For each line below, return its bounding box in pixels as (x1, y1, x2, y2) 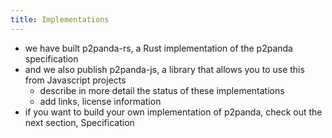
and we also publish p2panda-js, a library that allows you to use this (24, 63, 305, 75)
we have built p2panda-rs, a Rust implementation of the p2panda (24, 42, 293, 54)
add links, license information (39, 95, 162, 107)
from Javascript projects (24, 74, 127, 86)
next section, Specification (24, 116, 135, 128)
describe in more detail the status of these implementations (39, 84, 285, 96)
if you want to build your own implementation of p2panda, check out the (24, 106, 323, 118)
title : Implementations (10, 14, 110, 25)
